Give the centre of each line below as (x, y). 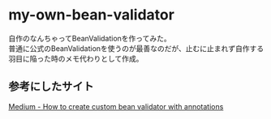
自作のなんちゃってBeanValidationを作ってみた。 (90, 38)
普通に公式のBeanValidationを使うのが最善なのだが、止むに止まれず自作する (136, 48)
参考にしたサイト (51, 87)
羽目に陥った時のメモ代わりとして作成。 (76, 58)
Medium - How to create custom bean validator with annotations (116, 106)
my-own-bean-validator (91, 15)
